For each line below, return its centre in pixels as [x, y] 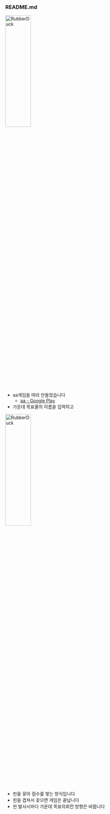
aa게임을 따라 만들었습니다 [39, 395]
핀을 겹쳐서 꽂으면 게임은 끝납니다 [46, 800]
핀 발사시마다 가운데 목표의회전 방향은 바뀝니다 [59, 806]
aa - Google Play [38, 401]
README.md [21, 7]
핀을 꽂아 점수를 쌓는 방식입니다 [44, 794]
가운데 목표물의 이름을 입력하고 [43, 407]
